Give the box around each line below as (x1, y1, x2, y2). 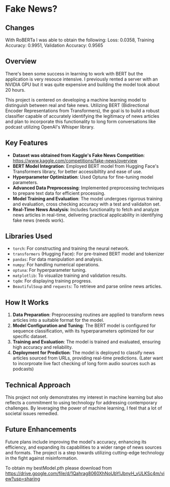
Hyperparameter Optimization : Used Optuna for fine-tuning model (12, 174, 154, 180)
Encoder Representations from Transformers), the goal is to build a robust (5, 108, 160, 114)
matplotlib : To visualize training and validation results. (12, 272, 127, 278)
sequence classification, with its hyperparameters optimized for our (12, 328, 154, 334)
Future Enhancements (5, 425, 77, 434)
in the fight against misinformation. (5, 455, 78, 461)
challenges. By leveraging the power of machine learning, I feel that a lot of (5, 405, 162, 411)
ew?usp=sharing (5, 475, 41, 482)
